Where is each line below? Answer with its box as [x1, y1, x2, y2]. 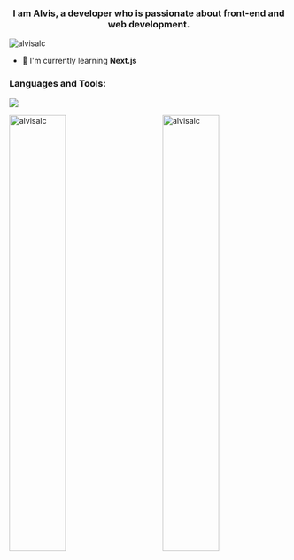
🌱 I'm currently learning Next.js [21, 56, 137, 66]
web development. [107, 18, 190, 30]
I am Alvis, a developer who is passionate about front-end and [12, 7, 285, 19]
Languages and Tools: [9, 78, 106, 90]
